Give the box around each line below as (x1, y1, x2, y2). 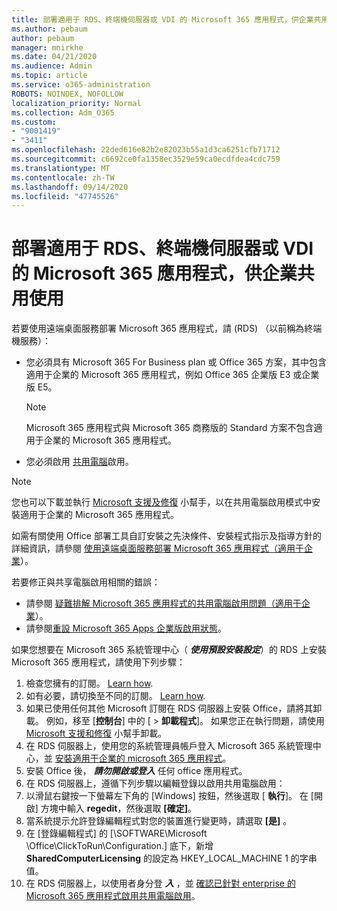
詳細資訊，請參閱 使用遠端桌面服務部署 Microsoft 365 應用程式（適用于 (11, 542, 304, 555)
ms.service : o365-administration (11, 80, 151, 90)
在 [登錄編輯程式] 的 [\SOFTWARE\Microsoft (25, 827, 208, 840)
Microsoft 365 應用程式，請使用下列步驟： (11, 656, 186, 668)
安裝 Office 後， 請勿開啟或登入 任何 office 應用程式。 (25, 765, 248, 777)
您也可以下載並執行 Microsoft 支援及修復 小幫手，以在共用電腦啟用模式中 (11, 496, 313, 508)
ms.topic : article (11, 71, 88, 81)
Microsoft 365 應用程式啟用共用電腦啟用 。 (25, 890, 201, 902)
